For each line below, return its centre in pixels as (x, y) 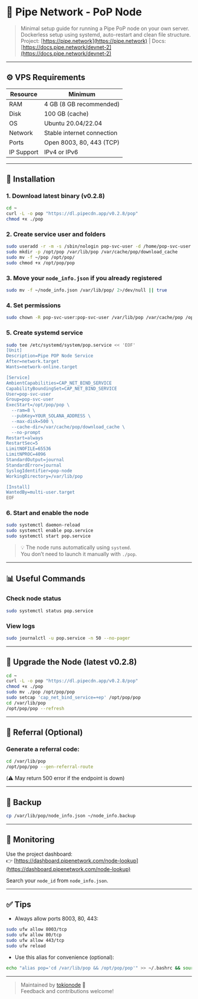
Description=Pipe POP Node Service (50, 356)
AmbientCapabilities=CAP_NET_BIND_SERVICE (59, 383)
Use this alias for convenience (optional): (64, 957)
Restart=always (25, 438)
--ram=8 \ (23, 410)
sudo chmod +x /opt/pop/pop (41, 263)
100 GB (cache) (67, 113)
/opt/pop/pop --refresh (35, 708)
